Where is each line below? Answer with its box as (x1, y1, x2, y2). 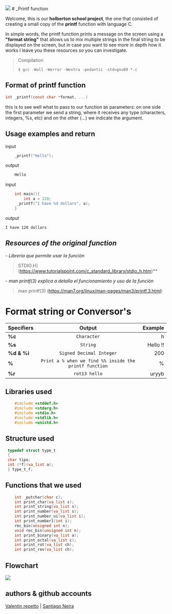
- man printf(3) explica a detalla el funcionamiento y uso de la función (5, 278, 154, 284)
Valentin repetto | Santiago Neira (5, 603, 74, 609)
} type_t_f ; (7, 467, 33, 472)
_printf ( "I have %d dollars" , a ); (16, 201, 91, 206)
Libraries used (5, 387, 52, 396)
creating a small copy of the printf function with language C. (5, 21, 133, 27)
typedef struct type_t (7, 448, 56, 453)
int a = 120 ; (24, 196, 52, 201)
